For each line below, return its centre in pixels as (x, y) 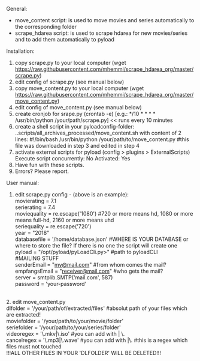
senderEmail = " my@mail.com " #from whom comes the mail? (90, 265)
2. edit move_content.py (36, 302)
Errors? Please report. (42, 171)
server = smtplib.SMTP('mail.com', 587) (64, 278)
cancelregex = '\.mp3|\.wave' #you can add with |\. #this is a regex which (97, 340)
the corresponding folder (46, 27)
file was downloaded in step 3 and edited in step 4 (77, 146)
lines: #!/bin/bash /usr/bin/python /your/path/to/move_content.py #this (102, 139)
